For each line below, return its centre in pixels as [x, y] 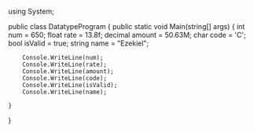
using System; [31, 11]
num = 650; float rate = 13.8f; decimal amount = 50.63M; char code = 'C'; [127, 35]
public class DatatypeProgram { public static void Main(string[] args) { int [127, 26]
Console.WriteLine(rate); [65, 64]
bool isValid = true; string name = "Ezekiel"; [79, 43]
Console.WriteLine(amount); [68, 71]
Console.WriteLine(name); [65, 92]
